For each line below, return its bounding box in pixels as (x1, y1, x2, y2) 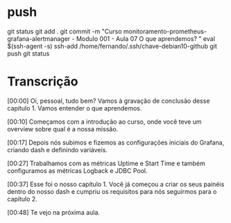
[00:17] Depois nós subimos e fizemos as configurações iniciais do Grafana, (7, 138, 225, 147)
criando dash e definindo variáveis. (7, 145, 108, 154)
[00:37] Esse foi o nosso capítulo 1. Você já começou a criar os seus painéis (7, 180, 225, 188)
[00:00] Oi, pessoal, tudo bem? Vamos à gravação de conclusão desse (7, 97, 210, 105)
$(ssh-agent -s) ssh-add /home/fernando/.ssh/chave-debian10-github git (7, 42, 217, 50)
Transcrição (7, 74, 78, 90)
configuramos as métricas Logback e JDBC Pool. (7, 166, 148, 174)
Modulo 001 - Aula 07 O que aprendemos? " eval (76, 34, 215, 42)
